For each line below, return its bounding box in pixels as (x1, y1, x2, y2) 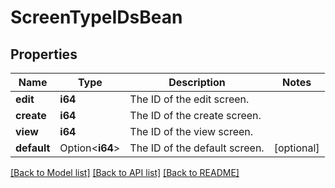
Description (168, 76, 226, 89)
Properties (10, 46, 78, 63)
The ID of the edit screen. (129, 92, 250, 106)
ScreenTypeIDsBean (10, 6, 183, 29)
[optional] (273, 141, 320, 155)
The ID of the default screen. (129, 141, 265, 155)
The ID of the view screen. (129, 125, 254, 138)
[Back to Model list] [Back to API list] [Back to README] (10, 167, 240, 178)
